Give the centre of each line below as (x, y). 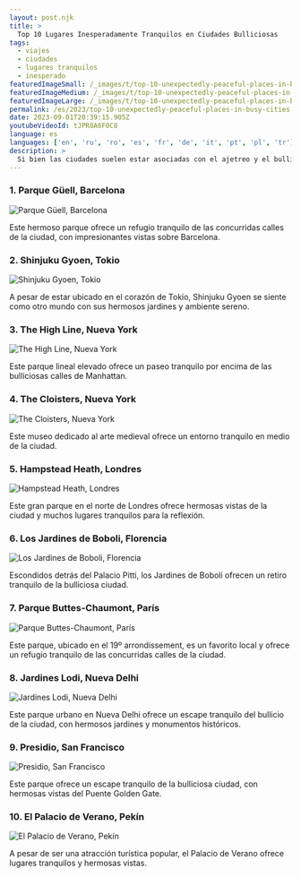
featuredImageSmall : (48, 84)
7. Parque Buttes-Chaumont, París (84, 608)
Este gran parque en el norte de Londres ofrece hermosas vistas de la (138, 505)
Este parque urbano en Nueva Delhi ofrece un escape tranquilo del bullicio (147, 714)
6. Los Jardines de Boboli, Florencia (88, 538)
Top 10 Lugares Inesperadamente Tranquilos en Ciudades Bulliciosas (148, 34)
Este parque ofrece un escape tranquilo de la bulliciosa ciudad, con (133, 784)
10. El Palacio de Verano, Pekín (77, 817)
